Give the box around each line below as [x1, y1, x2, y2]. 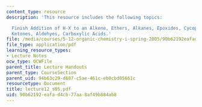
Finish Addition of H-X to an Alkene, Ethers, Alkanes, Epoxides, [11, 25, 182, 31]
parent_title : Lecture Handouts [6, 64, 87, 70]
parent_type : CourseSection [6, 69, 77, 75]
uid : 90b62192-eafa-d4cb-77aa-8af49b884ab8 [6, 92, 117, 98]
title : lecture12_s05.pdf [6, 86, 71, 93]
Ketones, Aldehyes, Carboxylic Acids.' [11, 30, 112, 36]
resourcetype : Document [6, 81, 66, 87]
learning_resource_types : [6, 47, 71, 54]
